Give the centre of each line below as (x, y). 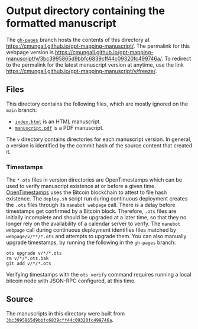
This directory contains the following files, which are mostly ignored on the (97, 104)
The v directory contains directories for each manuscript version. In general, (99, 139)
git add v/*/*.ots (29, 264)
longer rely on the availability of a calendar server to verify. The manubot (93, 224)
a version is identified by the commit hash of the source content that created (99, 145)
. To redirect (176, 58)
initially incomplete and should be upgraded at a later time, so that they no (96, 218)
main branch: (22, 110)
